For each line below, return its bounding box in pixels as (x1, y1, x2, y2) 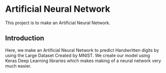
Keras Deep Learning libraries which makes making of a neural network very (5, 58, 162, 64)
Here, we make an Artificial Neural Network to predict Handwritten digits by (5, 47, 160, 53)
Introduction (5, 34, 45, 42)
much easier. (5, 63, 32, 69)
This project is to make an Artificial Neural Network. (5, 20, 111, 26)
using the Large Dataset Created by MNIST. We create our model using (5, 52, 150, 58)
